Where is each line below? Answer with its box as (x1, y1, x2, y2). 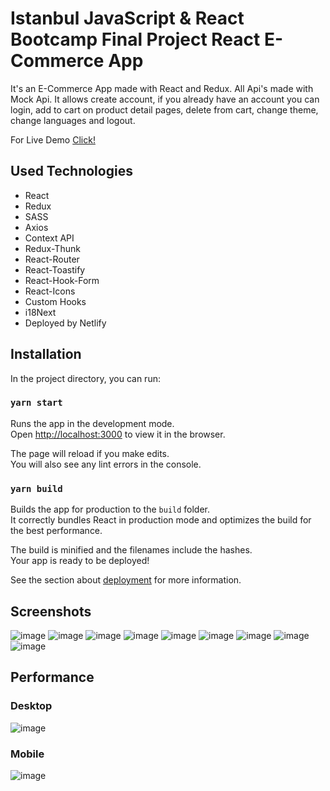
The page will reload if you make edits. (10, 447, 170, 459)
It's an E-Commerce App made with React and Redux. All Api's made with (10, 82, 314, 94)
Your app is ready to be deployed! (10, 555, 150, 567)
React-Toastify (24, 263, 86, 276)
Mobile (10, 747, 45, 761)
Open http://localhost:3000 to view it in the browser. (10, 428, 226, 440)
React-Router (24, 253, 80, 265)
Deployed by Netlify (24, 317, 107, 329)
